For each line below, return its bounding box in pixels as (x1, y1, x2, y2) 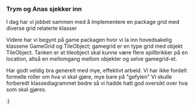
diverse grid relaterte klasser (6, 25, 77, 32)
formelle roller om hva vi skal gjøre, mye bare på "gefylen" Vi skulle (6, 74, 172, 81)
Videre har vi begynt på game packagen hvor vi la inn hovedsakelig (6, 36, 172, 44)
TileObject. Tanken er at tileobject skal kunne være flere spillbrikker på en (6, 49, 188, 56)
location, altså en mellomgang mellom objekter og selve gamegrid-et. (6, 56, 178, 63)
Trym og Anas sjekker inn (6, 5, 82, 13)
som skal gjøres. (6, 86, 47, 93)
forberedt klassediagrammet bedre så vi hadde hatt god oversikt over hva (6, 80, 188, 87)
